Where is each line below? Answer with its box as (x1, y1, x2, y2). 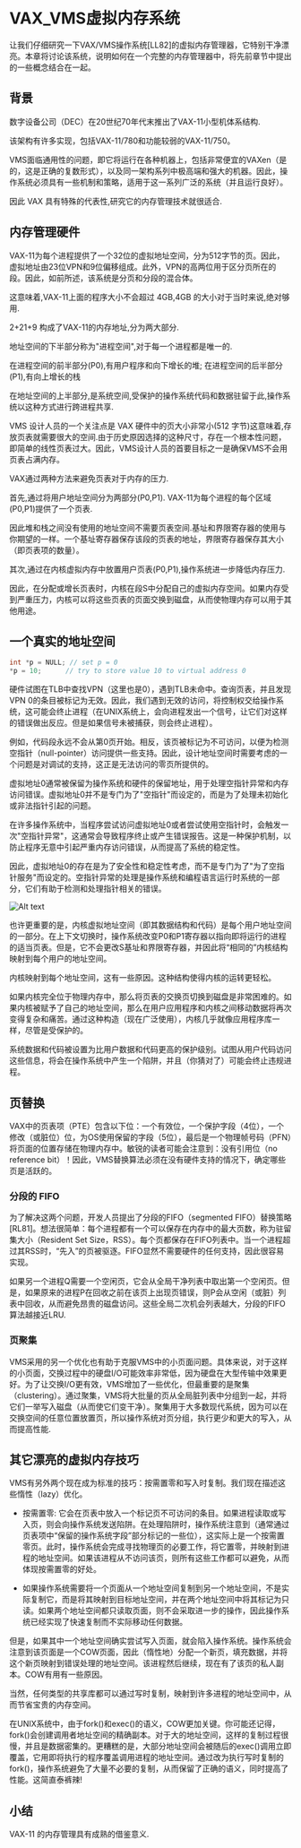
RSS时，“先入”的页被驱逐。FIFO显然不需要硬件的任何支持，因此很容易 (24, 1246, 285, 1256)
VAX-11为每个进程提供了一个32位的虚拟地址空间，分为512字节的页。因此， (9, 250, 285, 261)
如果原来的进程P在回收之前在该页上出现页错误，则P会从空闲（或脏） (24, 1287, 279, 1298)
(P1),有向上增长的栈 (9, 371, 81, 382)
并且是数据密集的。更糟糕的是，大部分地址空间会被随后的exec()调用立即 (24, 1740, 292, 1752)
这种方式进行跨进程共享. (24, 401, 115, 412)
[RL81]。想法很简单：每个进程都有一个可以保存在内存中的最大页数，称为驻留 (9, 1223, 292, 1234)
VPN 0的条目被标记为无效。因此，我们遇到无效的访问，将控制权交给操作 (9, 695, 276, 706)
